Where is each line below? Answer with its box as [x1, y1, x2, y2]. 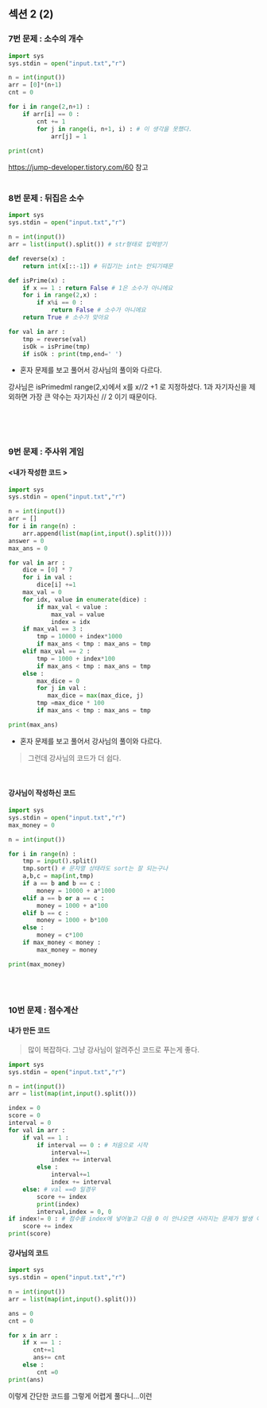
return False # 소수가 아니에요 [50, 306, 147, 314]
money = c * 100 [37, 931, 83, 940]
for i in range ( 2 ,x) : [22, 291, 98, 300]
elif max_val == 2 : [22, 647, 91, 656]
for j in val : [37, 685, 87, 692]
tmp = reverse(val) [22, 335, 87, 343]
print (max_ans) [8, 720, 59, 729]
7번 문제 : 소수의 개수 [8, 33, 83, 45]
